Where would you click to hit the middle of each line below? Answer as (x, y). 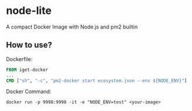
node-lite (29, 11)
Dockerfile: (19, 59)
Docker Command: (29, 92)
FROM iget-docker (27, 70)
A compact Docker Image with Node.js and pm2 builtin (72, 27)
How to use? (29, 45)
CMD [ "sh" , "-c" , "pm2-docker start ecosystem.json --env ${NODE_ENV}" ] (97, 80)
